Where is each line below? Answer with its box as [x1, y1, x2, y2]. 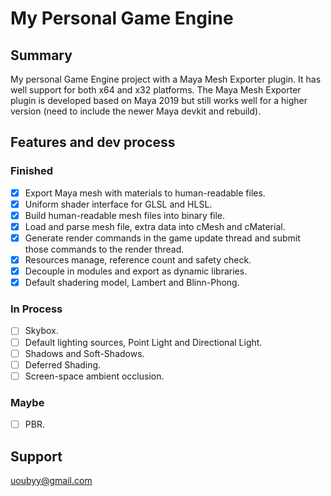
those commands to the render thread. [24, 243, 185, 255]
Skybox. [24, 325, 59, 337]
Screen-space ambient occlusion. [24, 370, 165, 382]
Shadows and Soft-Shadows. [24, 347, 145, 359]
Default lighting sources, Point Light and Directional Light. [24, 336, 263, 348]
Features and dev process [10, 134, 176, 151]
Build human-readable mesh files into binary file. [24, 209, 226, 221]
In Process [10, 302, 63, 316]
